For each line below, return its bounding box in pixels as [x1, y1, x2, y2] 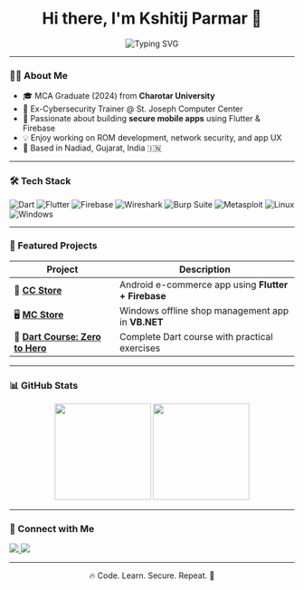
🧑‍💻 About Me [9, 69, 68, 82]
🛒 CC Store [14, 284, 62, 296]
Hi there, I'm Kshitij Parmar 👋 [42, 8, 262, 29]
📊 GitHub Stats [9, 379, 79, 392]
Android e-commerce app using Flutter [119, 278, 289, 291]
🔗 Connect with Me [9, 523, 95, 536]
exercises [119, 342, 161, 354]
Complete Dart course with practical [119, 330, 273, 343]
